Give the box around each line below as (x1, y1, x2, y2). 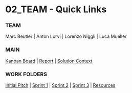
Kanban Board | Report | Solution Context (5, 58, 93, 64)
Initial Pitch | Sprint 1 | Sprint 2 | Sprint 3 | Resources (5, 82, 116, 88)
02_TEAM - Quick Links (5, 4, 107, 15)
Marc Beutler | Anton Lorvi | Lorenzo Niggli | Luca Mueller (5, 33, 127, 39)
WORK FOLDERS (5, 71, 48, 78)
